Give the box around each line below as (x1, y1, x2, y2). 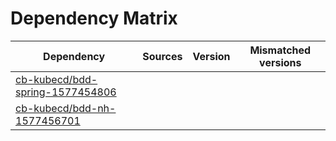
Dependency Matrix (10, 7, 178, 30)
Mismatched (249, 43, 312, 57)
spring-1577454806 (15, 85, 117, 99)
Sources (142, 49, 183, 63)
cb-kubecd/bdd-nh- (15, 101, 117, 115)
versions (259, 55, 302, 69)
